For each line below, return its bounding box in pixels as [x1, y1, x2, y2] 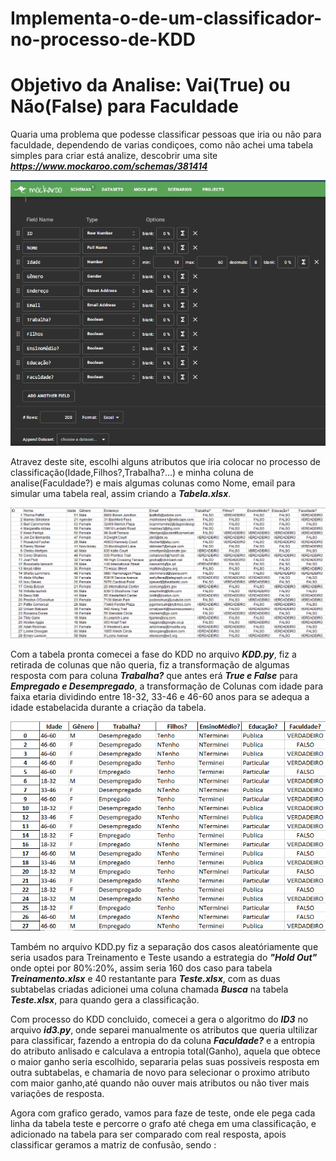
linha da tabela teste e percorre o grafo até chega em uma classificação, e [10, 1117, 317, 1129]
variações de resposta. [10, 1087, 105, 1099]
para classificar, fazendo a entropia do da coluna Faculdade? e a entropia [10, 1034, 316, 1046]
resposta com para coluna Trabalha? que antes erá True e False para [10, 670, 298, 682]
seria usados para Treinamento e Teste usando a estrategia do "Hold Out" [10, 951, 318, 963]
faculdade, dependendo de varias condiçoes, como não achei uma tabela [10, 139, 314, 151]
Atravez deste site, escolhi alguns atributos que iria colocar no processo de [10, 456, 321, 468]
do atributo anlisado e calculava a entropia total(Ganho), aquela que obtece [10, 1045, 322, 1057]
